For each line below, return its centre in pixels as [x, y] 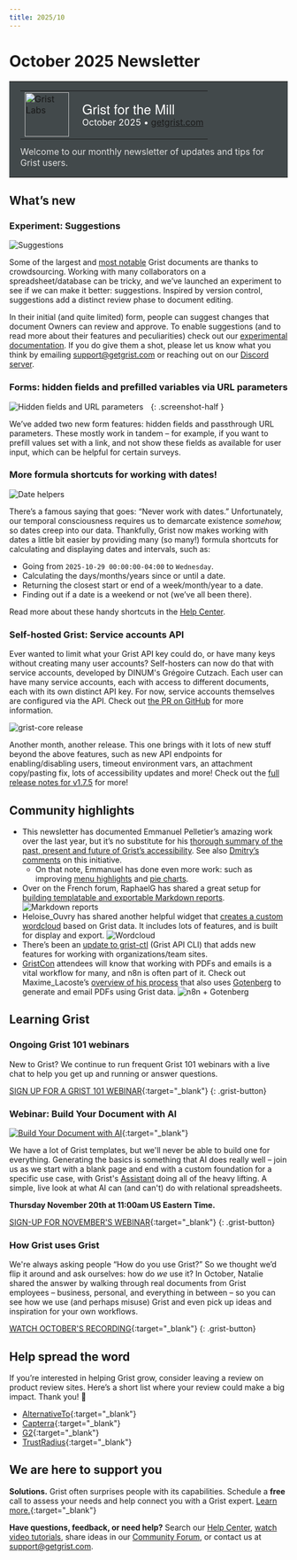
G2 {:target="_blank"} [61, 1433]
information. [31, 711]
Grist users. [44, 162]
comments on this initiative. [72, 860]
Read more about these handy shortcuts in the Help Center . [118, 612]
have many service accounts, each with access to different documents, [139, 682]
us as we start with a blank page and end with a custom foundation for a [141, 1169]
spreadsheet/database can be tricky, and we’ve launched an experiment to [145, 281]
